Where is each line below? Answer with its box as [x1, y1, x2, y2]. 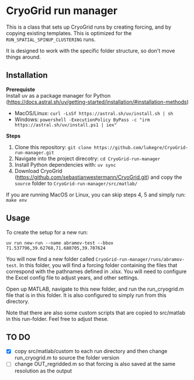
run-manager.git [14, 150, 54, 156]
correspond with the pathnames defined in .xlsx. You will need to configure [6, 268, 187, 275]
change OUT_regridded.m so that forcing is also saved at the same [14, 361, 176, 368]
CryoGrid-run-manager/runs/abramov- [95, 256, 185, 262]
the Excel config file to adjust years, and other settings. [6, 274, 139, 281]
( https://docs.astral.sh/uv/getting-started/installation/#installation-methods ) [6, 98, 189, 105]
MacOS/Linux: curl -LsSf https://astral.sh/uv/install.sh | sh [14, 109, 174, 116]
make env [6, 197, 27, 203]
